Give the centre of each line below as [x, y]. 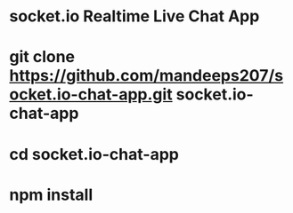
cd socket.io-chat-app [94, 154]
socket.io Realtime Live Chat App [134, 16]
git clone [42, 57]
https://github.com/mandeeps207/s [146, 76]
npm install [51, 195]
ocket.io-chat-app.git [91, 95]
